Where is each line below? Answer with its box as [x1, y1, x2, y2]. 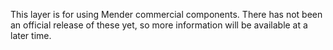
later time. [10, 30, 52, 41]
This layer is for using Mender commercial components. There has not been [10, 9, 323, 20]
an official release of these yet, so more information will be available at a [10, 19, 308, 31]
